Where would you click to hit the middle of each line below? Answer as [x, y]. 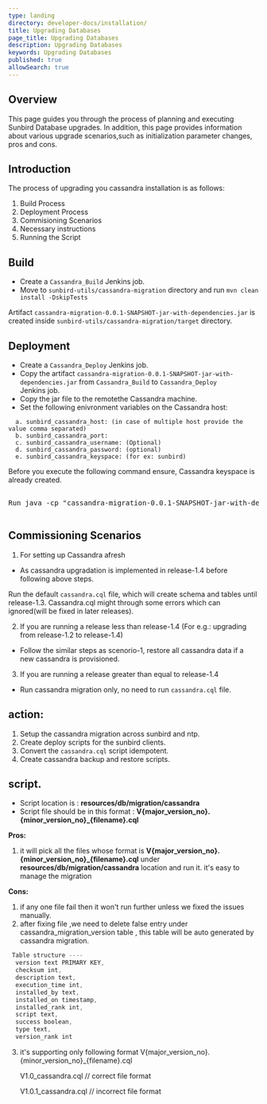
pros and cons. [33, 144]
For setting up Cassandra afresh [72, 554]
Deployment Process [54, 212]
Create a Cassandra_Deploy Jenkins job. [84, 365]
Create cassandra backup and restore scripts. [95, 759]
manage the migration [56, 877]
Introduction [40, 169]
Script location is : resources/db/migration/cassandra [110, 803]
